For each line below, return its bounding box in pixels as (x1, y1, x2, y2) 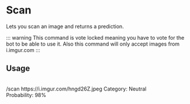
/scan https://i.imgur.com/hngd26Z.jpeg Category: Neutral (6, 85, 147, 92)
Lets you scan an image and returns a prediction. (6, 23, 124, 30)
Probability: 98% (6, 91, 47, 98)
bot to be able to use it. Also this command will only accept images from (6, 40, 180, 47)
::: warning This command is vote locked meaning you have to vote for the (6, 34, 185, 41)
